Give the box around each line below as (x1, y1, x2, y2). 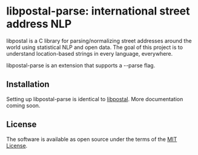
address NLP (6, 17, 72, 31)
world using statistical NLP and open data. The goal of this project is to (6, 44, 183, 51)
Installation (6, 79, 50, 90)
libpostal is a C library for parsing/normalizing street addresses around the (6, 37, 192, 44)
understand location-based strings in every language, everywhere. (6, 50, 173, 57)
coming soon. (6, 102, 41, 109)
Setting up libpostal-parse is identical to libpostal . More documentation (6, 95, 183, 102)
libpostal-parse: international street (6, 4, 190, 18)
